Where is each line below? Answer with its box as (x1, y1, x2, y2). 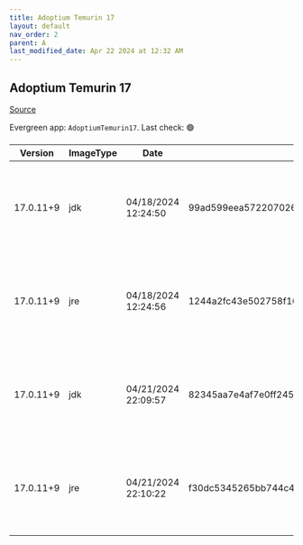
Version (19, 146, 54, 159)
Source (9, 104, 36, 114)
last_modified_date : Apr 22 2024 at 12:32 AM (9, 47, 183, 56)
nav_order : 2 (9, 30, 59, 39)
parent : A (9, 38, 47, 48)
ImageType (69, 146, 117, 159)
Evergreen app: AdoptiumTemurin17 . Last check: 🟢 (9, 122, 195, 132)
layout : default (9, 22, 70, 31)
